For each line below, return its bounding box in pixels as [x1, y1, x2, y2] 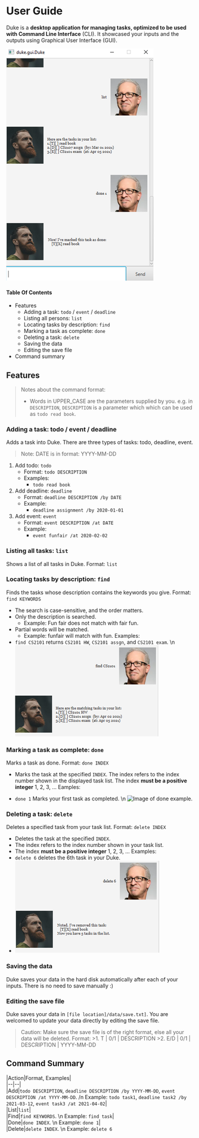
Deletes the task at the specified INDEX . [14, 835, 111, 842]
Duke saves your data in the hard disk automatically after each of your [6, 975, 179, 983]
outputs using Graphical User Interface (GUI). [6, 36, 117, 44]
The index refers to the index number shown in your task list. [14, 842, 164, 849]
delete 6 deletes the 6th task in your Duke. [14, 854, 121, 861]
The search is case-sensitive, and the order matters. [14, 607, 144, 614]
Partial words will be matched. [14, 626, 89, 633]
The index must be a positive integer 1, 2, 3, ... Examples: [14, 848, 157, 855]
